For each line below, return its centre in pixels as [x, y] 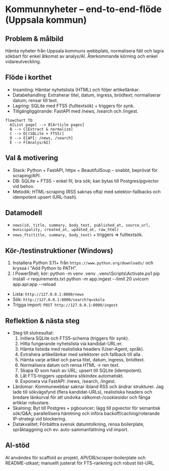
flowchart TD [19, 120]
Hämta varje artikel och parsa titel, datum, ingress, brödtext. [82, 360]
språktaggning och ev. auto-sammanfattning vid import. [70, 430]
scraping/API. [27, 175]
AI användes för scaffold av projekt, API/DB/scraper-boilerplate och [75, 457]
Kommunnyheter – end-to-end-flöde [83, 9]
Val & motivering [32, 158]
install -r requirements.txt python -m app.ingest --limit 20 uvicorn [80, 279]
